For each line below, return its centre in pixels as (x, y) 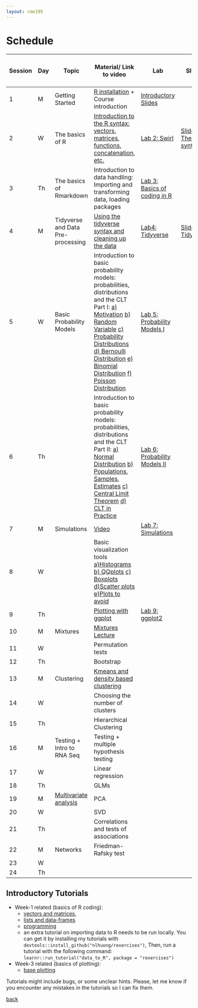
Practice (105, 516)
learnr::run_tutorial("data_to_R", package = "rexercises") (99, 958)
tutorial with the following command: (68, 951)
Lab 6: (149, 449)
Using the (107, 216)
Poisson (105, 380)
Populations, (111, 471)
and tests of (110, 829)
